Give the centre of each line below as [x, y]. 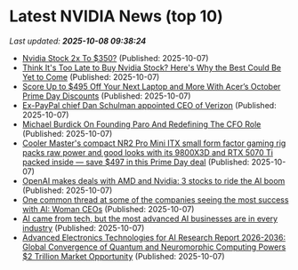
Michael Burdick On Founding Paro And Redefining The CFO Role [141, 124]
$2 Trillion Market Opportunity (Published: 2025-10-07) [123, 256]
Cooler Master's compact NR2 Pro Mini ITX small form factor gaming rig [154, 143]
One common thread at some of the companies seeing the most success [155, 199]
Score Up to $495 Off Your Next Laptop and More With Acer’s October [151, 86]
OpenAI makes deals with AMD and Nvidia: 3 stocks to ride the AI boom [153, 180]
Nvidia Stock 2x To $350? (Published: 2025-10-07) [115, 58]
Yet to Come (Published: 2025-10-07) [91, 76]
